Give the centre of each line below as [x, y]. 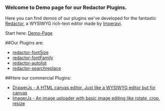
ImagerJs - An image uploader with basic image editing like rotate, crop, [86, 98]
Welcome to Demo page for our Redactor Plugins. [66, 7]
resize [19, 104]
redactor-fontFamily [33, 58]
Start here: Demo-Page [29, 33]
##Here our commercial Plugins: [38, 78]
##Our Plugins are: [24, 43]
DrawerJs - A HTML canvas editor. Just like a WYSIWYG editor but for [84, 88]
